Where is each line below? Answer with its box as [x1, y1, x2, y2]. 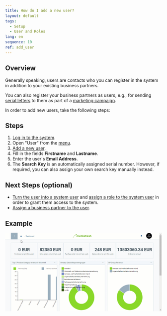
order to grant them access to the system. [12, 199, 98, 205]
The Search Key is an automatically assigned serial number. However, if [12, 161, 160, 167]
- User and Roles [9, 29, 46, 34]
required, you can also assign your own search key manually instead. [12, 166, 154, 172]
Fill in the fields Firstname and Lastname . [12, 151, 98, 157]
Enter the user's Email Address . [12, 156, 78, 162]
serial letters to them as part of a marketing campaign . [5, 97, 116, 103]
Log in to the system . [12, 135, 56, 141]
